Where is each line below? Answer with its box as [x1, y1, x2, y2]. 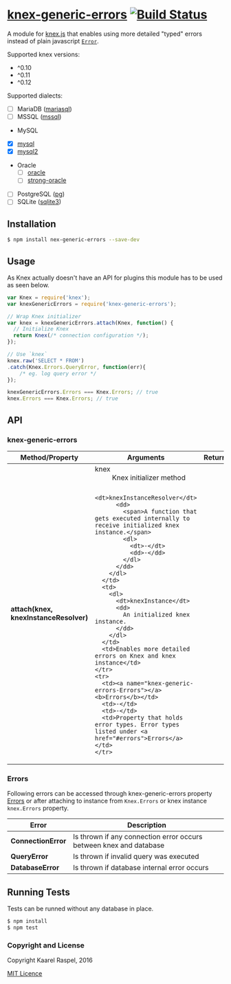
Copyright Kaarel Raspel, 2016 [7, 956, 93, 965]
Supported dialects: [7, 91, 63, 100]
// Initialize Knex [13, 326, 69, 333]
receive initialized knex [95, 521, 180, 529]
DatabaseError [10, 863, 60, 873]
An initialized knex [122, 610, 190, 618]
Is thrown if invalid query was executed [73, 852, 199, 862]
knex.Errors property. [7, 804, 69, 812]
